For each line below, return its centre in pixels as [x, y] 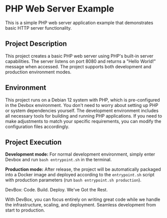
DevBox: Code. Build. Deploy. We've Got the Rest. [56, 190]
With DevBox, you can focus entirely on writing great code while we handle [83, 199]
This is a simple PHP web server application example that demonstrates [79, 23]
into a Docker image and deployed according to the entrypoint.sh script [80, 175]
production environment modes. [38, 72]
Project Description [36, 44]
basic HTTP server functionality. [38, 28]
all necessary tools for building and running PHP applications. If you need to [83, 116]
